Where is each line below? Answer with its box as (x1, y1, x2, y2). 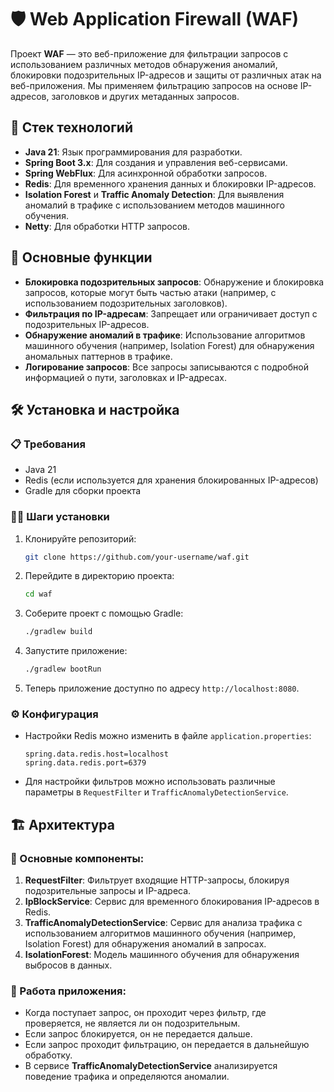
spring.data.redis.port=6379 (24, 758, 147, 768)
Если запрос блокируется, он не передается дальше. (24, 1028, 253, 1040)
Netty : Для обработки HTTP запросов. (24, 220, 191, 232)
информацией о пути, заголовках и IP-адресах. (24, 371, 227, 383)
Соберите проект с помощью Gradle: (24, 607, 184, 620)
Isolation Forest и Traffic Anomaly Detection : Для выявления (24, 188, 285, 200)
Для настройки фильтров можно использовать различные (24, 776, 276, 788)
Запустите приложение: (24, 645, 128, 657)
